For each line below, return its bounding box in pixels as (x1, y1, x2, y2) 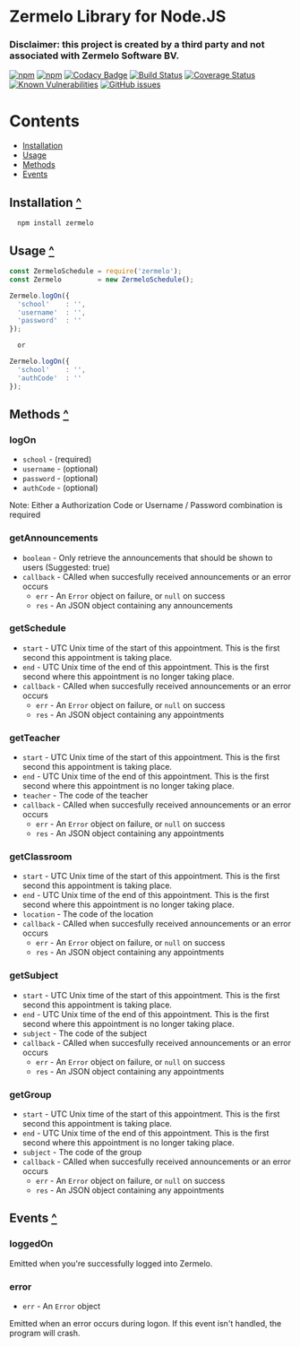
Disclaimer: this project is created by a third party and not (9, 39, 265, 51)
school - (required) (21, 454, 92, 465)
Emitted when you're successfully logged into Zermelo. (9, 1257, 213, 1269)
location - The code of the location (21, 909, 154, 920)
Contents (9, 110, 81, 131)
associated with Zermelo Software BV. (9, 49, 180, 62)
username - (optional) (21, 463, 99, 474)
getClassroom (9, 851, 73, 863)
